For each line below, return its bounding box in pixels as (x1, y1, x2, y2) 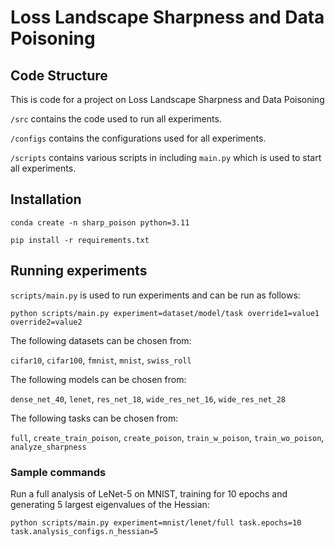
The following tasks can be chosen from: (10, 412, 179, 424)
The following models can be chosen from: (10, 373, 187, 385)
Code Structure (10, 67, 108, 84)
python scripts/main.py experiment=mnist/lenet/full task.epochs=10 (10, 517, 302, 528)
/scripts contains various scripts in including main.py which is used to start (10, 152, 322, 163)
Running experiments (10, 262, 148, 280)
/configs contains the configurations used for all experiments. (10, 132, 267, 144)
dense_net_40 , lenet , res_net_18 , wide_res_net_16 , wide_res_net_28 (10, 392, 287, 405)
